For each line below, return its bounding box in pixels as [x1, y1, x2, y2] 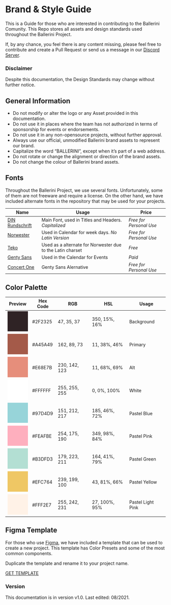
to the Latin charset [41, 247, 82, 254]
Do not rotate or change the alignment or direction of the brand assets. [12, 154, 161, 160]
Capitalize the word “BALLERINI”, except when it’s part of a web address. [12, 148, 166, 154]
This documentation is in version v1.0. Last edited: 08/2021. [5, 594, 130, 600]
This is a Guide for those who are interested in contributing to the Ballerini [5, 20, 160, 27]
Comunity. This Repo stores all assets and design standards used [5, 26, 142, 32]
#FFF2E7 [32, 501, 52, 508]
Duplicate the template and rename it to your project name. [5, 560, 129, 566]
